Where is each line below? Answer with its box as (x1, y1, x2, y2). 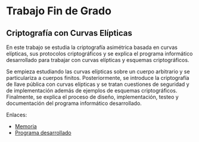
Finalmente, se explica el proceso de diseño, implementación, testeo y (6, 94, 179, 100)
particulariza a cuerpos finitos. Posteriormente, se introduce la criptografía (6, 75, 189, 81)
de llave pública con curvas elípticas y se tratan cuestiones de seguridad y (6, 81, 189, 88)
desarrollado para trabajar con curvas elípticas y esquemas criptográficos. (6, 57, 189, 63)
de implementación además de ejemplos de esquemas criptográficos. (6, 87, 178, 94)
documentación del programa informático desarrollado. (6, 100, 142, 107)
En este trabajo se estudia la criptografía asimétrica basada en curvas (6, 44, 178, 51)
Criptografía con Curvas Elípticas (6, 28, 132, 38)
